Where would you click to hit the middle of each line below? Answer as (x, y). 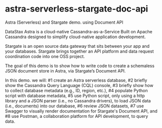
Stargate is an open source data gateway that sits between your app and (77, 46)
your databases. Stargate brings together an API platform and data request (79, 51)
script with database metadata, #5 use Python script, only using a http (75, 96)
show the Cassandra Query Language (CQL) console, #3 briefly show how (79, 85)
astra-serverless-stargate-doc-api (77, 9)
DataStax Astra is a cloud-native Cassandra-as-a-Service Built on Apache (79, 31)
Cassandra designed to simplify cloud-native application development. (75, 37)
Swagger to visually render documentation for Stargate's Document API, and (81, 111)
